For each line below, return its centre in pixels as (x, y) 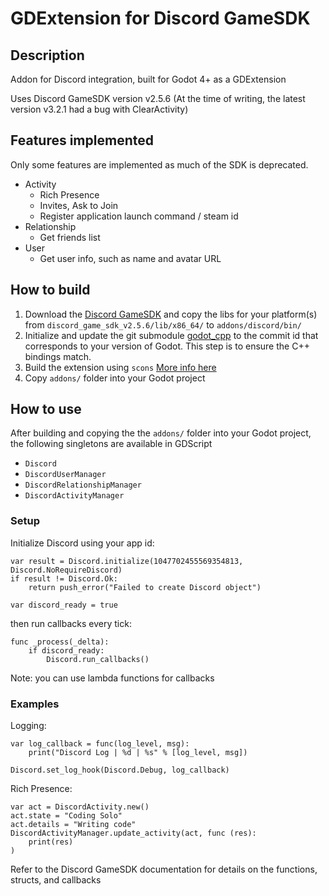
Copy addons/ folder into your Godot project (115, 378)
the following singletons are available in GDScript (111, 444)
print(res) (51, 842)
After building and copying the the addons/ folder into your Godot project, (161, 433)
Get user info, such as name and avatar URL (130, 258)
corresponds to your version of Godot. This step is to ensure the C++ (167, 346)
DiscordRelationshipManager (83, 485)
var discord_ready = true (64, 605)
